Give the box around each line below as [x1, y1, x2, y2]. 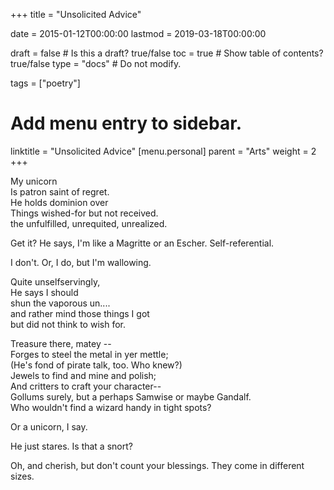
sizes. [10, 470, 35, 482]
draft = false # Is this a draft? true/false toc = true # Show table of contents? [10, 47, 324, 59]
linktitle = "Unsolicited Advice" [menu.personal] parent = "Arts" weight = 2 [10, 145, 317, 157]
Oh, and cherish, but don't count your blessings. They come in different [10, 459, 305, 471]
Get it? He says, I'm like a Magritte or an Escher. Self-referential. [10, 237, 275, 249]
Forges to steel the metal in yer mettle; [10, 348, 169, 360]
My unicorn [10, 175, 58, 187]
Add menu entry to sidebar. [10, 112, 243, 135]
